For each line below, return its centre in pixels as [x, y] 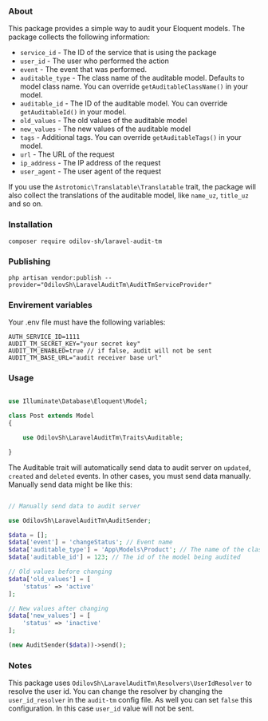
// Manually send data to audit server [75, 506]
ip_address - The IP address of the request [90, 163]
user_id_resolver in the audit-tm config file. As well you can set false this [130, 700]
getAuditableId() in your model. [73, 112]
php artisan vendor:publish [55, 277]
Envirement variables [51, 305]
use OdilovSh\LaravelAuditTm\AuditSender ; [80, 520]
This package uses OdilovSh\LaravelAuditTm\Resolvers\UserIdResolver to [130, 683]
